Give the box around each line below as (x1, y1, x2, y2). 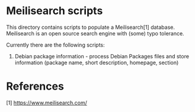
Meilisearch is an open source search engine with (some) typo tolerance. (6, 29, 185, 37)
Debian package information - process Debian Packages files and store (14, 52, 190, 60)
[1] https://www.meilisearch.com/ (6, 99, 87, 106)
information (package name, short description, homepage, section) (14, 59, 179, 66)
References (6, 80, 64, 93)
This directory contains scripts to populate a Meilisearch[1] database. (6, 24, 175, 31)
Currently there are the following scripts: (6, 41, 105, 48)
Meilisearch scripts (6, 4, 103, 18)
